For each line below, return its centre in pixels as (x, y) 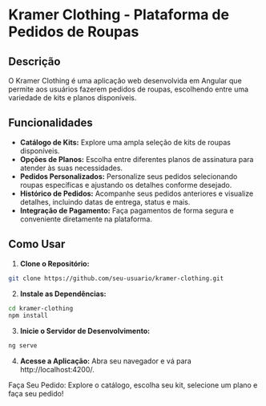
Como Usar (37, 244)
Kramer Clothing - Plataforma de (119, 15)
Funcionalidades (51, 123)
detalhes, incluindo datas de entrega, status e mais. (105, 201)
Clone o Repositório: (54, 263)
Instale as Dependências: (63, 294)
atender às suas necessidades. (71, 168)
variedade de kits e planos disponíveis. (73, 97)
